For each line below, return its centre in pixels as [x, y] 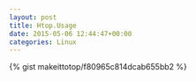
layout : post [33, 17]
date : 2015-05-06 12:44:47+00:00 [71, 33]
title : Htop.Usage [43, 26]
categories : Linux [43, 42]
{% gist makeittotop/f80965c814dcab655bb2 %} [98, 67]
